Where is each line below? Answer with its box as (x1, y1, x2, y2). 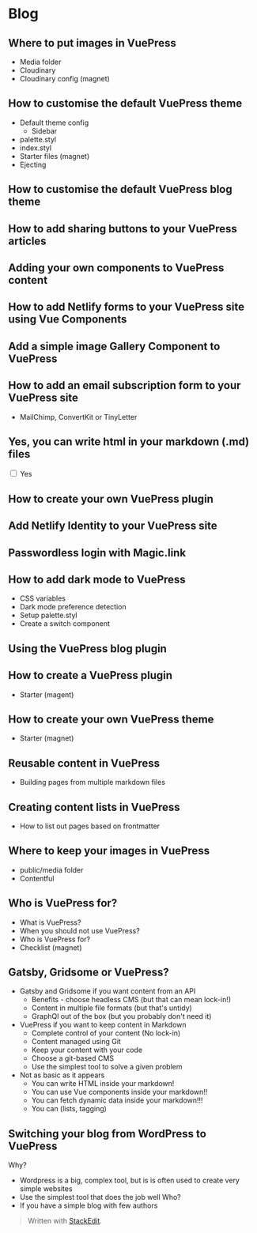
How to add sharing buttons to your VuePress (8, 222, 237, 236)
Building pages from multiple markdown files (19, 778, 166, 787)
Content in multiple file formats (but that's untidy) (31, 1003, 192, 1012)
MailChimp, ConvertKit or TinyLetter (19, 412, 138, 421)
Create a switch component (19, 619, 111, 628)
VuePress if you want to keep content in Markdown (19, 1020, 187, 1030)
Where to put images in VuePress (8, 36, 176, 50)
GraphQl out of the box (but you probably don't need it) (31, 1012, 212, 1021)
